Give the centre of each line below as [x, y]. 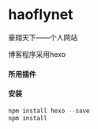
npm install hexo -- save [49, 111]
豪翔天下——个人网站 [43, 37]
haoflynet [41, 15]
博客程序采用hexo [37, 54]
